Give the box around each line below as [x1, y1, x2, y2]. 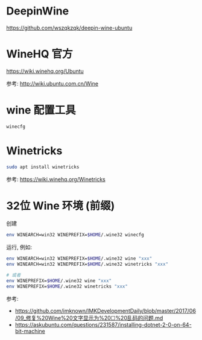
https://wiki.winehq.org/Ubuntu [6, 68, 84, 75]
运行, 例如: [6, 244, 33, 251]
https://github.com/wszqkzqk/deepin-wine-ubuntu [6, 24, 133, 31]
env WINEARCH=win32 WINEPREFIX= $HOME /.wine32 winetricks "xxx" [6, 261, 169, 268]
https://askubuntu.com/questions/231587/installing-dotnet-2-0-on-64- [14, 321, 192, 328]
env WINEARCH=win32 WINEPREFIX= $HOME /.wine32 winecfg [6, 232, 145, 238]
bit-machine [14, 327, 45, 335]
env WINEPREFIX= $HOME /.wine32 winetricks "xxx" [6, 283, 128, 289]
